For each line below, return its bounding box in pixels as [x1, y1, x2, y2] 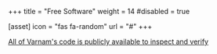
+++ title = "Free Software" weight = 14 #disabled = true [8, 7, 190, 16]
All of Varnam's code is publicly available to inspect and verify [8, 37, 209, 46]
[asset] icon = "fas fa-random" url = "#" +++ [8, 22, 153, 31]
